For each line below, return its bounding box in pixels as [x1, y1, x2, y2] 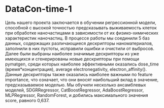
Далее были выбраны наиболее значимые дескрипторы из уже [5, 50, 139, 57]
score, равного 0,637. [5, 97, 50, 103]
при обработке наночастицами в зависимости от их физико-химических [5, 30, 159, 36]
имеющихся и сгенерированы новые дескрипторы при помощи [5, 56, 139, 62]
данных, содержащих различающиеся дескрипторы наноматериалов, [5, 40, 153, 46]
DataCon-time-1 [5, 3, 72, 15]
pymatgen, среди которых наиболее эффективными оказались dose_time [5, 61, 159, 67]
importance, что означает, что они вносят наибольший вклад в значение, [5, 77, 159, 83]
